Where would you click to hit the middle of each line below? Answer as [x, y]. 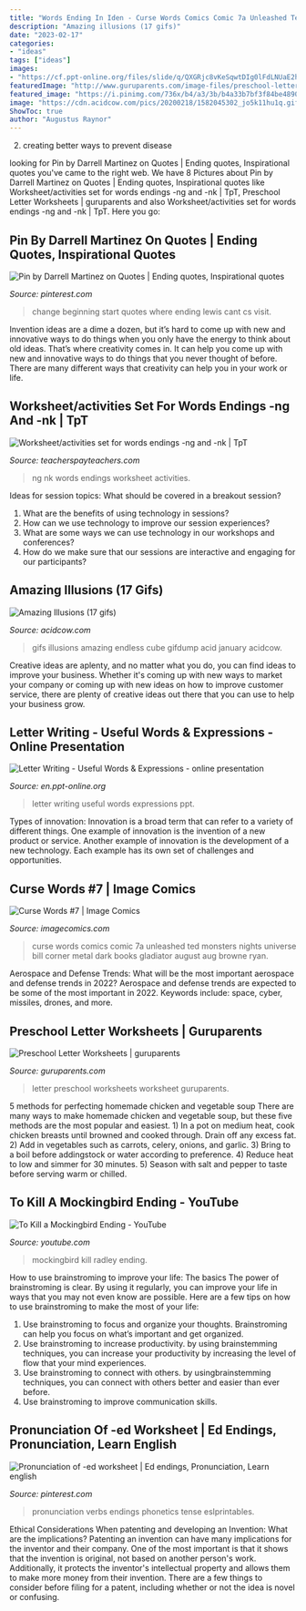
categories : [32, 43]
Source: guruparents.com [58, 1071]
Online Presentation [67, 747]
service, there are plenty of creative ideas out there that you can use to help [152, 694]
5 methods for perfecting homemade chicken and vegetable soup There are [152, 1106]
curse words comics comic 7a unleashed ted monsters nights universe [164, 946]
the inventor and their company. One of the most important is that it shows [149, 1548]
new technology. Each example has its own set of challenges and [132, 851]
